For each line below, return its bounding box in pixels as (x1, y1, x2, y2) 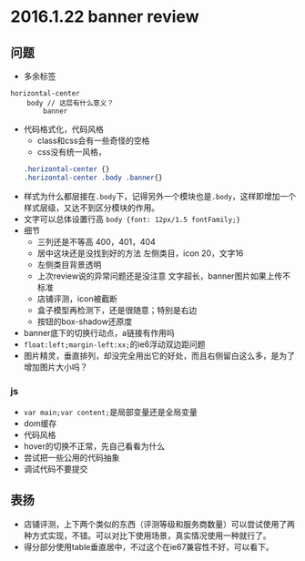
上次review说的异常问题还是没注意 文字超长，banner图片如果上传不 (36, 270, 290, 281)
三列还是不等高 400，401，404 (36, 236, 156, 247)
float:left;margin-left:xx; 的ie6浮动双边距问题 (23, 339, 206, 350)
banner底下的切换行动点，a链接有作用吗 (23, 327, 176, 338)
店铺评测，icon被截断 (36, 293, 117, 304)
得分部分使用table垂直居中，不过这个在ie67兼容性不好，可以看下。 (23, 541, 274, 552)
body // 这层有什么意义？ (26, 98, 115, 107)
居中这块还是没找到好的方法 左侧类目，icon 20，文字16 (36, 248, 244, 259)
